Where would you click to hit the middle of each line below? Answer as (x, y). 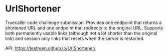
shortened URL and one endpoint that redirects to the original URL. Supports (84, 27)
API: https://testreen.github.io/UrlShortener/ (50, 48)
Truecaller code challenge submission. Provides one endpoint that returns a (83, 22)
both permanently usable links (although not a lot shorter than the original (81, 33)
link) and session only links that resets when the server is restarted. (75, 38)
